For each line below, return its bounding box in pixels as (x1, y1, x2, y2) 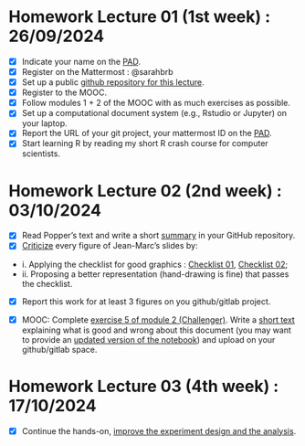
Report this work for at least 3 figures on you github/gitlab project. (21, 295, 271, 307)
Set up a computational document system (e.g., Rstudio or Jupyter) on (21, 108, 287, 119)
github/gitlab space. (21, 344, 98, 355)
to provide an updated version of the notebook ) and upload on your (21, 334, 276, 345)
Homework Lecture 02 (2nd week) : (8, 180, 282, 201)
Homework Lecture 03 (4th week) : (8, 376, 279, 397)
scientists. (21, 148, 61, 159)
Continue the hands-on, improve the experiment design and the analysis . (21, 425, 297, 436)
